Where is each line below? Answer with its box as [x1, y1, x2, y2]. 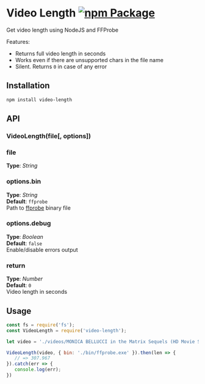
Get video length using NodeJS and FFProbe [6, 26, 119, 34]
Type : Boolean [6, 233, 44, 240]
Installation [6, 80, 50, 91]
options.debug [6, 219, 51, 228]
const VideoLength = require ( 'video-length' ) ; [6, 327, 127, 333]
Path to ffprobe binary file [6, 204, 71, 212]
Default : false [6, 240, 43, 247]
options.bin [6, 177, 41, 186]
